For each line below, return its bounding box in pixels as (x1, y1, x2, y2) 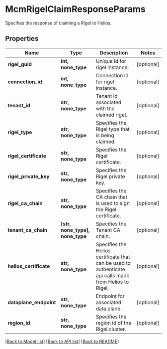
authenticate (95, 266, 125, 273)
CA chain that (95, 193, 128, 200)
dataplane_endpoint (7, 299, 56, 306)
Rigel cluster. (95, 326, 127, 333)
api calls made (95, 272, 130, 279)
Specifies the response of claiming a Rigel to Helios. (5, 20, 112, 26)
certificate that (95, 253, 130, 260)
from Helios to (95, 278, 129, 285)
